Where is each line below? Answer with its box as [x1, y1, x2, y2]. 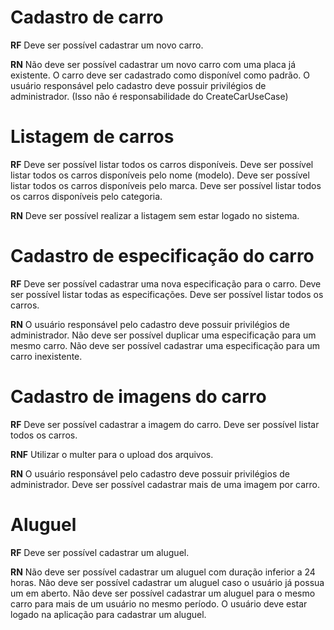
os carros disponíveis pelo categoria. [10, 190, 163, 202]
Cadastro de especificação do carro [10, 245, 315, 268]
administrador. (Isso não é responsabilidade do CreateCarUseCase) [10, 90, 289, 102]
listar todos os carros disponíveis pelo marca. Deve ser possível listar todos [10, 179, 322, 191]
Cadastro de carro [10, 6, 164, 29]
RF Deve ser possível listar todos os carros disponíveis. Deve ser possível [10, 158, 314, 170]
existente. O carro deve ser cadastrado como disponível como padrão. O [10, 69, 310, 81]
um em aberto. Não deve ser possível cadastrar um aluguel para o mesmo [10, 587, 316, 599]
